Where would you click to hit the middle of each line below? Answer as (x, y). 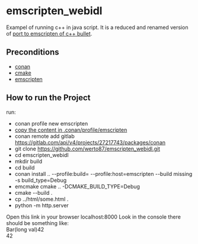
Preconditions (33, 52)
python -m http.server (42, 205)
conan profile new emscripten (51, 123)
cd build (25, 168)
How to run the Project (48, 98)
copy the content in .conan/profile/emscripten (71, 130)
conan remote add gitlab (45, 136)
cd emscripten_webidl (42, 155)
